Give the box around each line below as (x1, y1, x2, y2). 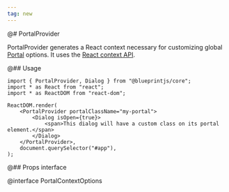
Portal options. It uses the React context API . (7, 50, 136, 59)
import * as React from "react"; (7, 83, 104, 91)
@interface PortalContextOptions (7, 176, 102, 185)
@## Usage (7, 64, 42, 72)
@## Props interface (7, 163, 68, 171)
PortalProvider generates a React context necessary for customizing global (7, 43, 223, 51)
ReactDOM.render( (7, 102, 58, 109)
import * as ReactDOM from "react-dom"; (7, 89, 127, 96)
